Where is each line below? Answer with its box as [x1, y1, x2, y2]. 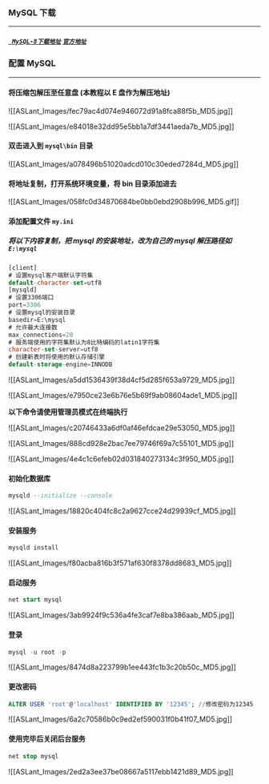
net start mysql [8, 596, 62, 604]
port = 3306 [8, 301, 42, 309]
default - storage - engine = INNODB [8, 360, 113, 369]
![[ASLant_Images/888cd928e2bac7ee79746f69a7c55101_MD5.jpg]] [8, 439, 235, 448]
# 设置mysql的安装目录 [8, 308, 76, 317]
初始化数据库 [8, 473, 50, 483]
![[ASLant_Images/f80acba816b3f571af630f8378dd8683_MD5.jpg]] [8, 558, 232, 568]
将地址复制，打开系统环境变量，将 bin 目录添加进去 [8, 179, 177, 188]
